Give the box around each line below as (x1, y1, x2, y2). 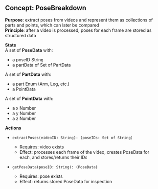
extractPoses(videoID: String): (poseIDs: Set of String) (12, 135, 133, 140)
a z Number (12, 115, 36, 121)
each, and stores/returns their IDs (19, 154, 88, 160)
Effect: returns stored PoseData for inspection (19, 178, 113, 184)
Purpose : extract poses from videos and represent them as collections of (5, 17, 153, 23)
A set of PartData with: (5, 71, 51, 77)
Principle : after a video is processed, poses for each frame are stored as (5, 27, 152, 33)
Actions (5, 125, 22, 131)
